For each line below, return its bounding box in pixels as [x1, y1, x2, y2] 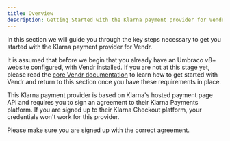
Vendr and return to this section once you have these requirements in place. [7, 77, 221, 86]
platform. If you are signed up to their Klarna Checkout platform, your [7, 105, 202, 114]
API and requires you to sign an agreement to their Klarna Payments [7, 98, 199, 106]
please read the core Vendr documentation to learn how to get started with [7, 70, 218, 79]
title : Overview [7, 10, 53, 17]
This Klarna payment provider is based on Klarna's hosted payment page [7, 90, 214, 99]
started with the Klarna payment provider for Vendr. [7, 42, 153, 51]
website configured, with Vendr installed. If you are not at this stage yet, [7, 63, 210, 71]
